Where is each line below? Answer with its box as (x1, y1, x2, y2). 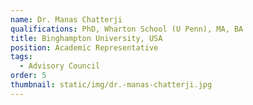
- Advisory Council (19, 61, 101, 71)
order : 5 (10, 71, 47, 81)
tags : (10, 52, 33, 62)
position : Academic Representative (10, 42, 159, 53)
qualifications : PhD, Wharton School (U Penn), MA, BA (10, 24, 244, 34)
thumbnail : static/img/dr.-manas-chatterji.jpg (10, 80, 213, 90)
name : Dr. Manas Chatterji (10, 14, 123, 25)
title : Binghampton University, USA (10, 33, 163, 43)
